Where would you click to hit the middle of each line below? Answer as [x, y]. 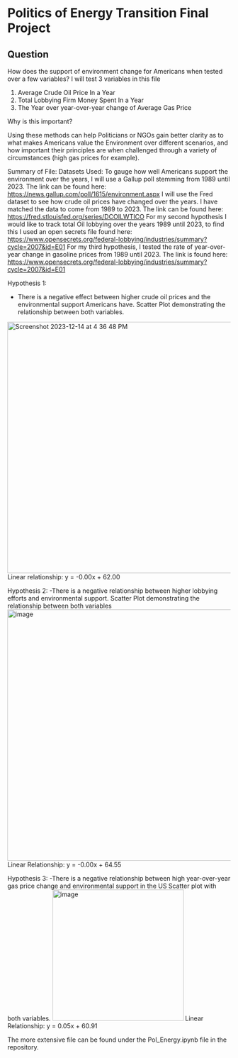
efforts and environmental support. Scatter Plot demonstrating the [104, 598]
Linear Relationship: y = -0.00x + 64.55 [64, 864]
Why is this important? [40, 121]
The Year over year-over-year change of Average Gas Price [104, 107]
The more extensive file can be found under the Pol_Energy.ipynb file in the [117, 1040]
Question [28, 54]
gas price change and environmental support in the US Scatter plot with [112, 886]
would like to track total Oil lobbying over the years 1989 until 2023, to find [116, 224]
